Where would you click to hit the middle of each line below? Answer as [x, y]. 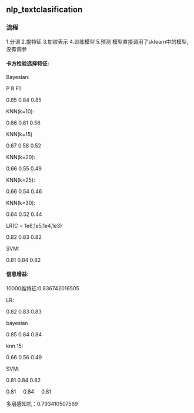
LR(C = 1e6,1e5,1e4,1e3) [34, 225]
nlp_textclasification [44, 10]
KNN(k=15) [19, 134]
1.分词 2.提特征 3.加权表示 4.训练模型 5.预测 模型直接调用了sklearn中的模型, [97, 41]
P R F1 [14, 88]
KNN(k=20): [21, 157]
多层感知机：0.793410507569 [42, 404]
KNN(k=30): [21, 202]
